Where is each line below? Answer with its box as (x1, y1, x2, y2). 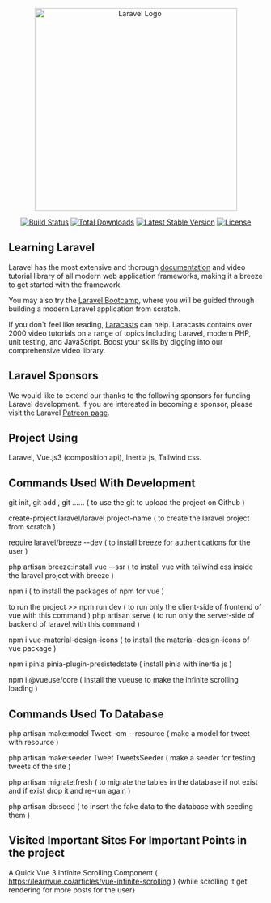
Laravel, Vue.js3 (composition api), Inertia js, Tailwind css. (8, 452, 202, 462)
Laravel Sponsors (8, 369, 99, 383)
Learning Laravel (8, 241, 95, 255)
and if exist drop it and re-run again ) (8, 786, 131, 796)
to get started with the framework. (8, 280, 123, 289)
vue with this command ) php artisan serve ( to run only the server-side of (8, 610, 255, 620)
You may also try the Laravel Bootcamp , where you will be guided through (8, 295, 255, 305)
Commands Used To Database (8, 707, 164, 721)
